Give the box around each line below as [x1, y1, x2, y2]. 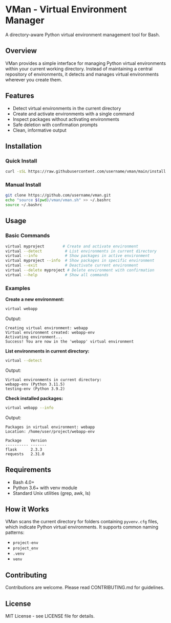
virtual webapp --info [5, 405, 54, 410]
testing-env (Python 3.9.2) [5, 386, 66, 391]
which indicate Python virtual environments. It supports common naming [5, 524, 159, 530]
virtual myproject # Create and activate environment [5, 243, 139, 249]
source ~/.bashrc [5, 202, 42, 208]
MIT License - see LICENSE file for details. [5, 613, 95, 619]
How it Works [5, 505, 49, 513]
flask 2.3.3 [5, 447, 42, 452]
